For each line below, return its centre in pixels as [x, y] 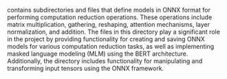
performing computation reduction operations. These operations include [110, 17]
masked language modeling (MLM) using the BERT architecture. [98, 54]
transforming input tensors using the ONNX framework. [86, 68]
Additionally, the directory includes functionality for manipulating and [105, 61]
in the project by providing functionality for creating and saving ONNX [106, 39]
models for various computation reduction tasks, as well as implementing [111, 46]
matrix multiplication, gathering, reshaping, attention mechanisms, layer [108, 24]
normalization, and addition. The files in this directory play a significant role [113, 32]
